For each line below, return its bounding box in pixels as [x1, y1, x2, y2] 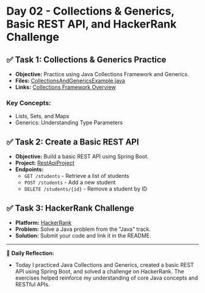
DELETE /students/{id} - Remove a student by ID [24, 185, 148, 192]
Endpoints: [15, 166, 44, 173]
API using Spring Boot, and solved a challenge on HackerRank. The [15, 267, 184, 275]
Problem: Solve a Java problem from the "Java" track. [15, 225, 151, 233]
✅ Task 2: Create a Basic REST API [6, 136, 139, 147]
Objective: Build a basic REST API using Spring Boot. [15, 153, 149, 160]
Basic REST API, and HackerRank [6, 17, 177, 31]
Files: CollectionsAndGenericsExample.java [15, 77, 125, 84]
